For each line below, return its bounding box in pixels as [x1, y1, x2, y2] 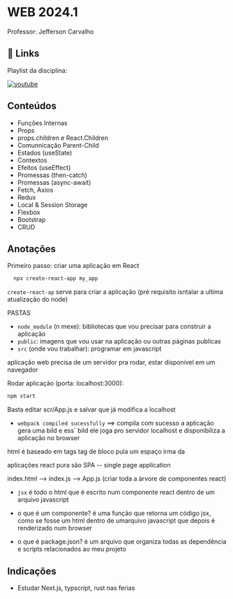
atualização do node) [7, 295, 68, 304]
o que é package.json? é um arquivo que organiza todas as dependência [17, 537, 227, 546]
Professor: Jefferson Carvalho [7, 27, 94, 36]
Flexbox [17, 208, 40, 216]
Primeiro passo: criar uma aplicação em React [7, 262, 140, 270]
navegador [7, 365, 38, 374]
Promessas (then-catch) [17, 171, 88, 179]
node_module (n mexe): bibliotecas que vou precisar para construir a [17, 323, 211, 331]
